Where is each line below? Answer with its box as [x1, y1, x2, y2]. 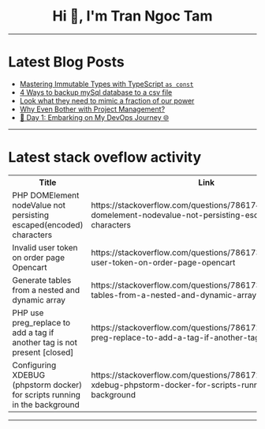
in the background [12, 399, 80, 410]
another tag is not [12, 337, 77, 348]
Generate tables [12, 274, 72, 285]
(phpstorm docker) [12, 379, 83, 390]
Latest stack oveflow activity [8, 149, 202, 167]
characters [12, 229, 53, 240]
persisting [12, 209, 50, 220]
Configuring [12, 359, 57, 371]
